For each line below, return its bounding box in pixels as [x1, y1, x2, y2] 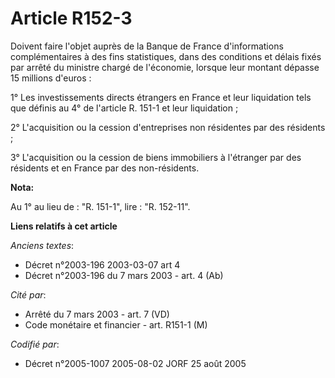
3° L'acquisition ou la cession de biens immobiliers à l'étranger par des [10, 151, 302, 163]
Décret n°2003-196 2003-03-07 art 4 [24, 258, 181, 271]
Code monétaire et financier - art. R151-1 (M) [24, 318, 208, 331]
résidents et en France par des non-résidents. [10, 162, 200, 174]
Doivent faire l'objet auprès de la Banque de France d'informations [10, 40, 284, 52]
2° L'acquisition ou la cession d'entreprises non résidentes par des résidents [10, 121, 326, 133]
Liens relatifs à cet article [10, 220, 118, 232]
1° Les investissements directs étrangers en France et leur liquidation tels [10, 91, 312, 103]
